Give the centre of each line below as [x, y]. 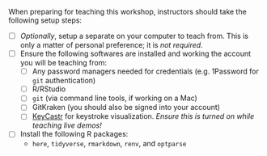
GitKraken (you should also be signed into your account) [126, 108]
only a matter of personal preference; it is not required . [112, 45]
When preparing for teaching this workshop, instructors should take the [127, 12]
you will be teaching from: [64, 63]
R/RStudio [49, 89]
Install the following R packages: [74, 134]
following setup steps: [45, 20]
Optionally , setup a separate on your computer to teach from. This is [134, 36]
